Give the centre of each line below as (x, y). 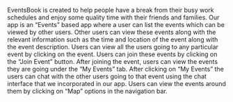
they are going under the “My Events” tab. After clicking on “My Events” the (115, 69)
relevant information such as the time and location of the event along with (113, 40)
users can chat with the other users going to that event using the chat (107, 76)
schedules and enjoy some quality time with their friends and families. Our (113, 17)
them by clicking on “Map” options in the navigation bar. (88, 91)
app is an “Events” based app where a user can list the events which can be (116, 25)
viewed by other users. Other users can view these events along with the (112, 32)
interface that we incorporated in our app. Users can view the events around (116, 84)
